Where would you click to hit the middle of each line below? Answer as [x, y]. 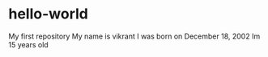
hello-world [49, 14]
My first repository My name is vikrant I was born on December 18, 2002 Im [134, 36]
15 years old [28, 44]
